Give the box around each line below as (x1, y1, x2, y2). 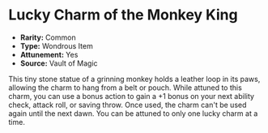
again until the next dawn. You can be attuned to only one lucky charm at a (8, 108, 258, 118)
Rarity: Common (19, 32, 76, 42)
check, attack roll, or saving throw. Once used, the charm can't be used (8, 100, 247, 109)
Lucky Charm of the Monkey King (8, 6, 238, 24)
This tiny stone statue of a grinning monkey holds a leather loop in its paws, (8, 74, 261, 84)
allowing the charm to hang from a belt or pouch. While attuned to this (8, 83, 243, 92)
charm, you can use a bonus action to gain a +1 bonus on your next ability (8, 91, 255, 101)
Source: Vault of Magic (19, 58, 99, 68)
